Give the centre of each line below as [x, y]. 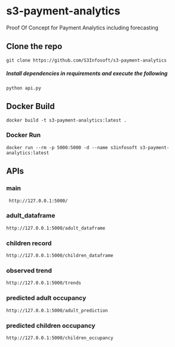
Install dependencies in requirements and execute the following [87, 74]
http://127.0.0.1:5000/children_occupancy [60, 338]
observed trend [29, 271]
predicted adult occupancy [46, 298]
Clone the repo [34, 46]
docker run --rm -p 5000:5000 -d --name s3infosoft [72, 147]
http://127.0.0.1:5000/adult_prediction [57, 310]
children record [29, 243]
